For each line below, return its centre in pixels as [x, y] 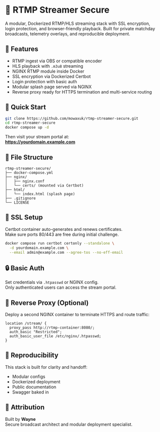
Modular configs [29, 376]
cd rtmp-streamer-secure [30, 123]
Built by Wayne [20, 419]
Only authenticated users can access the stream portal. [61, 287]
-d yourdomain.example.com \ [39, 248]
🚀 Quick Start [26, 107]
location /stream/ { [26, 323]
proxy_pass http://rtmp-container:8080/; [52, 328]
